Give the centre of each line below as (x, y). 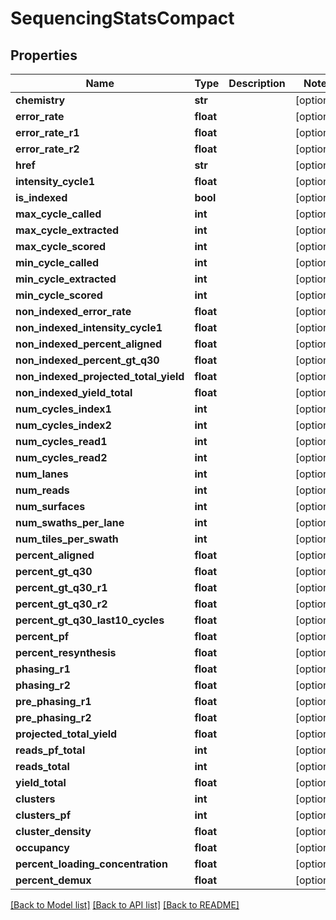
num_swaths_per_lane (70, 522)
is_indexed (41, 197)
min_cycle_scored (59, 295)
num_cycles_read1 (61, 441)
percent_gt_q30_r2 (61, 604)
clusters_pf (43, 815)
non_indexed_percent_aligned (88, 344)
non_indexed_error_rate (73, 311)
